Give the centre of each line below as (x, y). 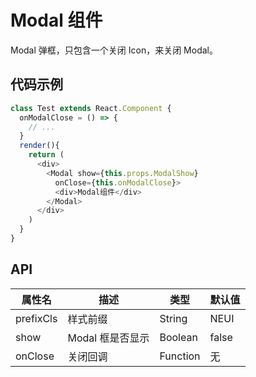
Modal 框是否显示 (108, 338)
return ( (46, 155)
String (173, 318)
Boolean (178, 337)
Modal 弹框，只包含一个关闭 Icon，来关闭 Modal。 (114, 50)
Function (180, 356)
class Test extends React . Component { (91, 108)
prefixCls (36, 318)
